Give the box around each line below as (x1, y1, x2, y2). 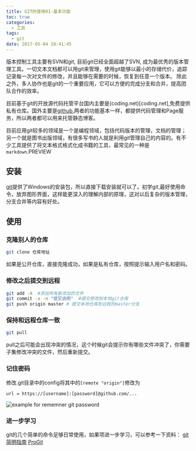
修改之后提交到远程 (6, 276, 60, 285)
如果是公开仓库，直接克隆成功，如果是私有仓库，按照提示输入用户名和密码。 (6, 261, 191, 268)
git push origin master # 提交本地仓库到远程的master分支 (6, 301, 140, 307)
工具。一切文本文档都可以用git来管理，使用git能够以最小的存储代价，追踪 (11, 65, 188, 72)
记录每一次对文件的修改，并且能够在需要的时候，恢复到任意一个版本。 (6, 73, 176, 80)
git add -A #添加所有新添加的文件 (6, 291, 84, 296)
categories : (6, 19, 35, 25)
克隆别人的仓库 (6, 235, 49, 244)
